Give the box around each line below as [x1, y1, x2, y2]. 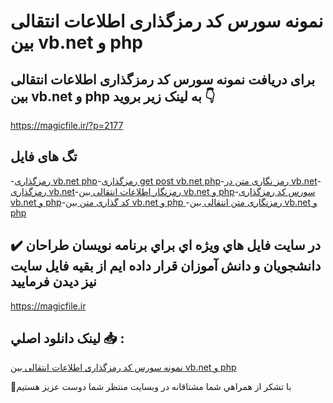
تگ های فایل [10, 148, 78, 165]
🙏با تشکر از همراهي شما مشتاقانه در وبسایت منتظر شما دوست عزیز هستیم [10, 381, 292, 393]
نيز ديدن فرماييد [10, 273, 97, 290]
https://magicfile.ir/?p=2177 [10, 120, 124, 131]
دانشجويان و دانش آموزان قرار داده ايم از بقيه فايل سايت [10, 258, 322, 275]
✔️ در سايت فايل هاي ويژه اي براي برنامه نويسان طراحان [10, 237, 322, 254]
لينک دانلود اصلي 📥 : [10, 330, 125, 347]
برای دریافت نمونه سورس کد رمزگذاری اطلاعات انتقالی [10, 71, 316, 88]
